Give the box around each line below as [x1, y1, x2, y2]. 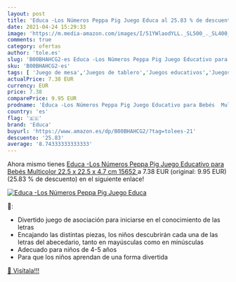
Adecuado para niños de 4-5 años [17, 246, 117, 254]
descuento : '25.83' [7, 134, 65, 141]
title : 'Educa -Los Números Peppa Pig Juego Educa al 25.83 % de [7, 17, 202, 24]
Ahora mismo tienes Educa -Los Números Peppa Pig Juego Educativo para [7, 160, 225, 168]
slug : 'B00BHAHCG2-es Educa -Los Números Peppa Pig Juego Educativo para [7, 56, 228, 63]
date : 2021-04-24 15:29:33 [7, 23, 86, 30]
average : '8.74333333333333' [7, 141, 93, 148]
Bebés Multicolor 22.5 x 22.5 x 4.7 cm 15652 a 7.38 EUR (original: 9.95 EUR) [7, 168, 227, 176]
